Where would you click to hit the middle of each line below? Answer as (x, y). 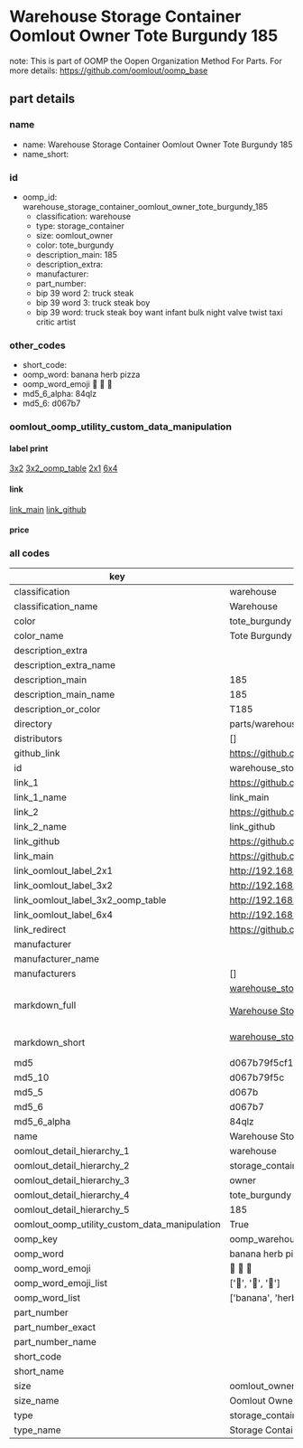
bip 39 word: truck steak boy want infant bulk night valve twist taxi (159, 312)
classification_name (56, 606)
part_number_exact (55, 1328)
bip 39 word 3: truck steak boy (93, 302)
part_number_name (55, 1342)
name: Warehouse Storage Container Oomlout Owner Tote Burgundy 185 (157, 144)
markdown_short (50, 1043)
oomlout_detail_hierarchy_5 (72, 1210)
